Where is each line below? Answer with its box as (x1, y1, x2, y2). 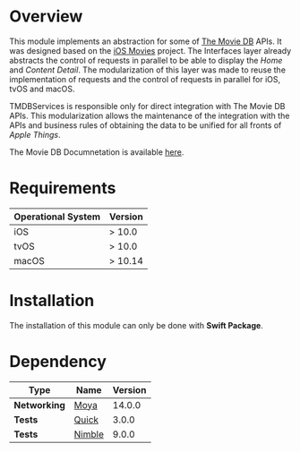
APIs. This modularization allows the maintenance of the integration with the (9, 110, 290, 121)
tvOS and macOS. (9, 83, 75, 94)
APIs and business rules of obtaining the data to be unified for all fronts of (9, 119, 282, 131)
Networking (13, 398, 65, 411)
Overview (9, 6, 83, 27)
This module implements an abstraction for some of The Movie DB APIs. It (9, 36, 282, 47)
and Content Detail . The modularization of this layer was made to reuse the (9, 64, 287, 75)
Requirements (9, 178, 116, 199)
